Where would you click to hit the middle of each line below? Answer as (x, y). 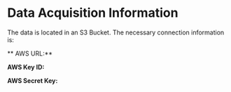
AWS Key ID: (26, 67)
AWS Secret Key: (33, 80)
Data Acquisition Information (93, 13)
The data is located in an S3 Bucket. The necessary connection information (116, 32)
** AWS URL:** (30, 53)
